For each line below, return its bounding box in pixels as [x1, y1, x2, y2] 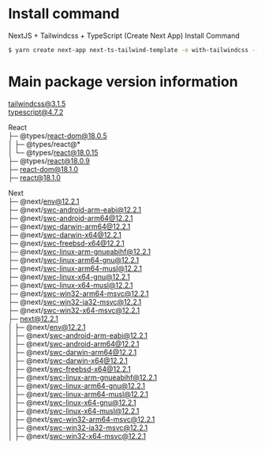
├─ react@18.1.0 [8, 173, 62, 182]
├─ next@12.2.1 [8, 313, 59, 324]
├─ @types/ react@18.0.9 [8, 155, 91, 166]
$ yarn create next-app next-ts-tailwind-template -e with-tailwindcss [8, 46, 248, 54]
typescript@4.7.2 [8, 107, 64, 117]
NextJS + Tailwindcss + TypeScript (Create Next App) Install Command [8, 31, 240, 40]
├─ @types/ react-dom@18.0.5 [8, 131, 108, 140]
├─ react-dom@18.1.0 [8, 164, 79, 174]
